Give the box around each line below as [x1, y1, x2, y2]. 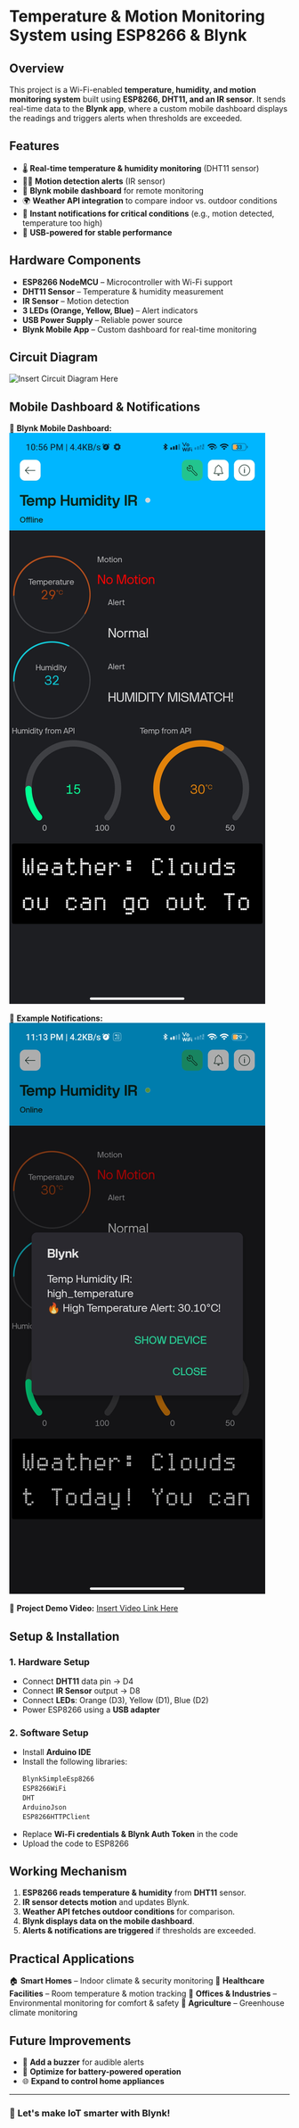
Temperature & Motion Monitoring [9, 6, 265, 27]
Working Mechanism [9, 1864, 127, 1879]
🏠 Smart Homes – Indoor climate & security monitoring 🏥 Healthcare [9, 1975, 265, 1986]
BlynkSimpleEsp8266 [21, 1775, 95, 1784]
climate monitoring [9, 2008, 78, 2018]
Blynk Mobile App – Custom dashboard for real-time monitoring [21, 324, 257, 335]
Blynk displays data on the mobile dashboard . [21, 1916, 195, 1926]
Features [9, 138, 60, 153]
